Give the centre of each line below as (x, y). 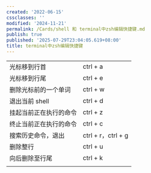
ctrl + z (93, 112)
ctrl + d (93, 101)
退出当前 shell (29, 101)
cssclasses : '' (26, 18)
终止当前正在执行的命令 (43, 124)
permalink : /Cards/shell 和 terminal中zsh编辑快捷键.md (76, 29)
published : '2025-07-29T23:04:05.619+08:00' (64, 40)
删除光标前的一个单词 (40, 90)
